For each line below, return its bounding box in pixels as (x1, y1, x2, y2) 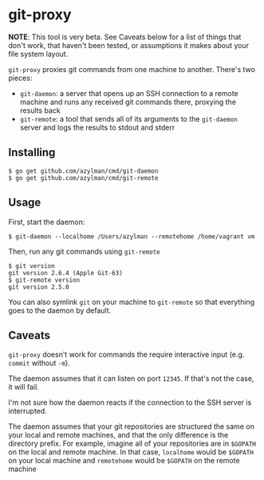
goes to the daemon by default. (8, 306, 112, 315)
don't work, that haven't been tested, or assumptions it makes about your (8, 40, 250, 50)
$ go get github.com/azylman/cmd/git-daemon (8, 166, 159, 175)
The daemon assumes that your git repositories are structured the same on (8, 422, 255, 431)
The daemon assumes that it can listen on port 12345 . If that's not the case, (8, 374, 254, 383)
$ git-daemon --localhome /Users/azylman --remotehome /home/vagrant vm (8, 232, 255, 241)
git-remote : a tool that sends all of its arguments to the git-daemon (19, 114, 238, 123)
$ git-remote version (8, 276, 81, 284)
